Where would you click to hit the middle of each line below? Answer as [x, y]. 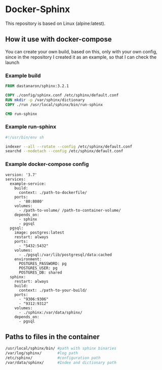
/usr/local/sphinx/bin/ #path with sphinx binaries [61, 349]
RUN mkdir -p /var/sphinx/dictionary [45, 100]
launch [12, 62]
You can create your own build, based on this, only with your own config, [81, 51]
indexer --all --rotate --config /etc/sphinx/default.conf [69, 146]
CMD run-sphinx [21, 114]
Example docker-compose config [47, 164]
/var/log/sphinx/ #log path [42, 353]
